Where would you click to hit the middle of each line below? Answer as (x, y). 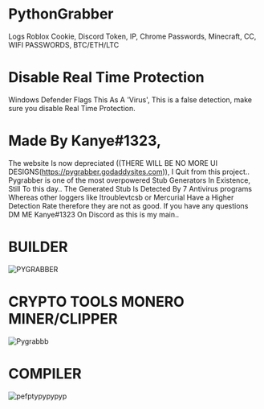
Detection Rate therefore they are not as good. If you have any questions (128, 205)
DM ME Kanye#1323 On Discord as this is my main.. (94, 214)
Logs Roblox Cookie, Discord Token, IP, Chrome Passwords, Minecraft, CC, (132, 36)
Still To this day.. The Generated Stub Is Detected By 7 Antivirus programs (130, 188)
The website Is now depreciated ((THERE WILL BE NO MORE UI (113, 163)
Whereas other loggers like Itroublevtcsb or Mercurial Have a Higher (121, 197)
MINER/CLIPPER (63, 318)
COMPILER (45, 373)
